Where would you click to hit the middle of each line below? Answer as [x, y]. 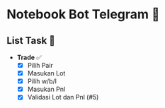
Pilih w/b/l [42, 81]
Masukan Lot [46, 73]
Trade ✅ [29, 57]
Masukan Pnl [46, 89]
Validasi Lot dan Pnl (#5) [63, 97]
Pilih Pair [40, 65]
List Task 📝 [31, 41]
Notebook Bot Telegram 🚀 [83, 14]
